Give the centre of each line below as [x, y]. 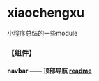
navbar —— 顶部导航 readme [49, 71]
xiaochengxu [46, 13]
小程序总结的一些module [43, 33]
